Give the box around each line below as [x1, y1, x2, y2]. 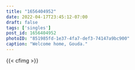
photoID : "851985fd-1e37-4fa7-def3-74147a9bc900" [6, 36, 130, 41]
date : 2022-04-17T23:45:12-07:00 [6, 14, 88, 20]
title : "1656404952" [6, 8, 57, 15]
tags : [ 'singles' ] [6, 24, 51, 31]
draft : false [6, 19, 38, 25]
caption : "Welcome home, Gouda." [6, 41, 88, 47]
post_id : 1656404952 [6, 30, 57, 36]
